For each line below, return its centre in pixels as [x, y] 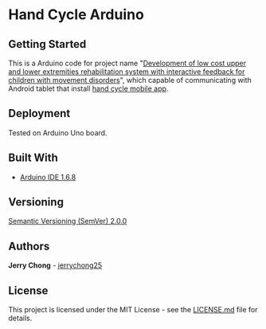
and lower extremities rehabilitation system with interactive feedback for [127, 72]
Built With [33, 158]
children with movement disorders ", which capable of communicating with [130, 80]
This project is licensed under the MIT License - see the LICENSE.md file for [133, 310]
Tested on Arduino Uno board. [58, 132]
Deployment [39, 114]
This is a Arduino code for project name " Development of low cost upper [127, 63]
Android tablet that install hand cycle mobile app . [88, 88]
